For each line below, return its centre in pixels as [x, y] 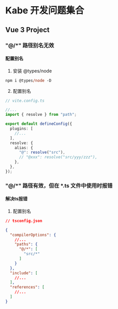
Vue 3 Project [27, 29]
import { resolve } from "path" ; [41, 115]
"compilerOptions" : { [33, 235]
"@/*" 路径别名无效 [30, 45]
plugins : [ [22, 129]
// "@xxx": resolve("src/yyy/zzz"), [58, 157]
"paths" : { [26, 244]
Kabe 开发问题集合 [45, 11]
